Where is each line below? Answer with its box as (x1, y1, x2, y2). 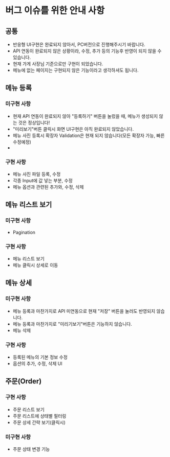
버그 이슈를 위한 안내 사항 (5, 5, 105, 16)
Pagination (12, 229, 36, 235)
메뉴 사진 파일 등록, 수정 (12, 171, 61, 177)
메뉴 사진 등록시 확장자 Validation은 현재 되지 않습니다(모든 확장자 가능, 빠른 (12, 132, 165, 138)
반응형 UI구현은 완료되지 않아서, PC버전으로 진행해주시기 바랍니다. (12, 42, 145, 47)
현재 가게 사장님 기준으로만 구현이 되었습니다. (12, 61, 103, 67)
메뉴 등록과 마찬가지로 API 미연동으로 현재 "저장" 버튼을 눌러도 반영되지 (12, 308, 156, 314)
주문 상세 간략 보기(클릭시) (12, 419, 66, 425)
